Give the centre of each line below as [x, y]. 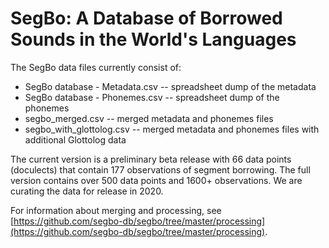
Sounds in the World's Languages [153, 39]
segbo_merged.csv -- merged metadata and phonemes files [149, 118]
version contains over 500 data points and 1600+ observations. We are [156, 180]
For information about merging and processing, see [116, 210]
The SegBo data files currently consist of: [96, 67]
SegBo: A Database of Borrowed [146, 18]
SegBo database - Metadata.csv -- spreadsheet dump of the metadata [170, 86]
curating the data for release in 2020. [87, 191]
